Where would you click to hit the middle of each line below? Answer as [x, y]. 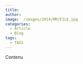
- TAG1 [17, 43]
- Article [20, 29]
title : [12, 10]
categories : [18, 24]
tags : [11, 38]
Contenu [14, 57]
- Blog [17, 33]
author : [13, 15]
